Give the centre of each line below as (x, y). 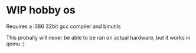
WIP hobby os (41, 10)
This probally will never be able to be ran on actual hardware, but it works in (98, 37)
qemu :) (16, 44)
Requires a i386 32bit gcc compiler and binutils (63, 26)
